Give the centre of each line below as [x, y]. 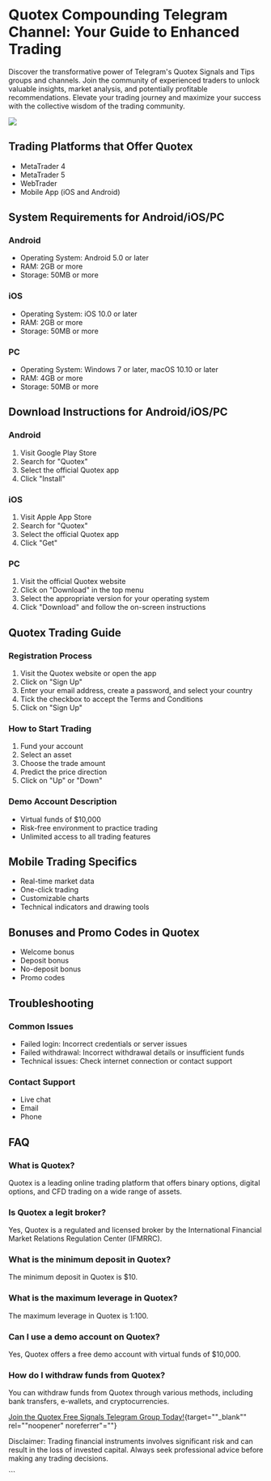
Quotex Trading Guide [65, 633]
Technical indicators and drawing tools [85, 907]
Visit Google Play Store [58, 453]
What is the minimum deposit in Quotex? [90, 1259]
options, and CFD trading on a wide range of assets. [95, 1191]
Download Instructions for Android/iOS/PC [118, 412]
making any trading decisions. [59, 1458]
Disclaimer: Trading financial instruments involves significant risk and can [131, 1441]
